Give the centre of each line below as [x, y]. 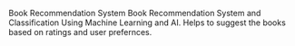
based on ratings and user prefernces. [80, 32]
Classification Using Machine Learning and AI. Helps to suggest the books [147, 23]
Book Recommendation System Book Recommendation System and [135, 13]
